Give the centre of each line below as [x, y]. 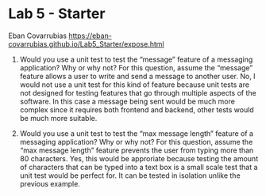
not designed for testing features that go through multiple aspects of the [138, 92]
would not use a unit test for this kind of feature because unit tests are [135, 85]
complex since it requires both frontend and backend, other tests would [137, 109]
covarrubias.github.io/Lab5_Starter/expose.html [86, 43]
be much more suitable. [58, 118]
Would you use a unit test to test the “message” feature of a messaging [136, 59]
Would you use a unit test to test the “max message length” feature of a [137, 133]
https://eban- [91, 36]
